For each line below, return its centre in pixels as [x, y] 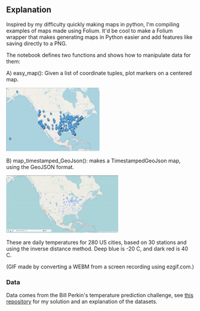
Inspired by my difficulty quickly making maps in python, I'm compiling [93, 24]
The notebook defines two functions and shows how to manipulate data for [99, 55]
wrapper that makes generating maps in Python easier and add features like [99, 37]
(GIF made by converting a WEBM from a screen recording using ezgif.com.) [100, 267]
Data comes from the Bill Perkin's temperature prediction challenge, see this [100, 295]
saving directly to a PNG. [37, 43]
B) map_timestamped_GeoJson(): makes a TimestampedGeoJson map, [93, 161]
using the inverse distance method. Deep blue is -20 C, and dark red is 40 [97, 249]
